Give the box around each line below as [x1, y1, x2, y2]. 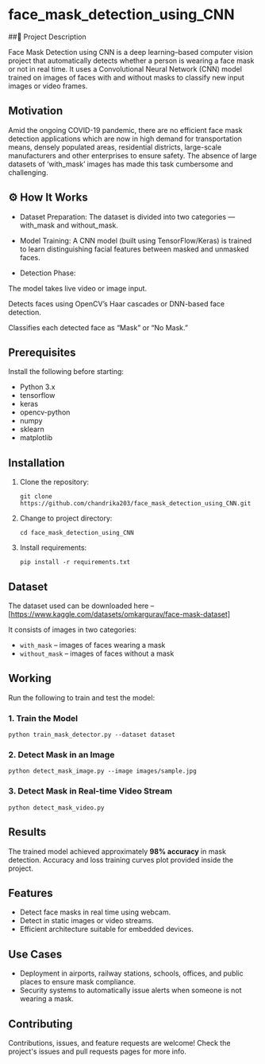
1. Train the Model [8, 712, 78, 723]
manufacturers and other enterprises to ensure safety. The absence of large [8, 150, 257, 160]
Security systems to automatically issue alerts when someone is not [19, 985, 242, 996]
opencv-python [19, 407, 71, 417]
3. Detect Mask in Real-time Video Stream [8, 785, 173, 797]
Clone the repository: [19, 477, 90, 487]
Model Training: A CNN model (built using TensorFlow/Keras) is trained [19, 236, 252, 245]
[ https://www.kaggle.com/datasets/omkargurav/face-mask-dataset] [8, 610, 231, 618]
